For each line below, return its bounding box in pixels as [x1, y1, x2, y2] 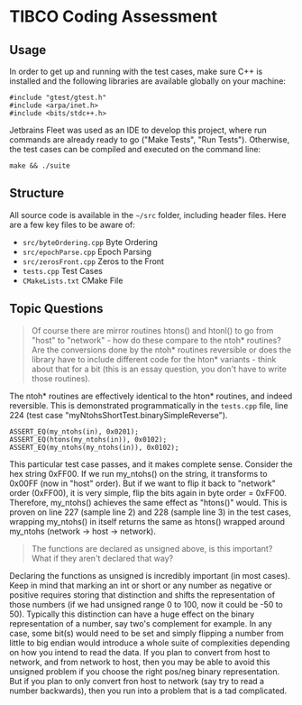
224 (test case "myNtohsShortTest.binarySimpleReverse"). [9, 409, 228, 420]
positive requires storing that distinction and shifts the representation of [9, 589, 276, 600]
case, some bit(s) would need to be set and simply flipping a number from [9, 627, 284, 638]
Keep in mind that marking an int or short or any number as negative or [9, 580, 272, 591]
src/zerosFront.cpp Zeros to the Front [22, 255, 165, 267]
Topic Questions [9, 301, 104, 316]
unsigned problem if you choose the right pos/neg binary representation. [9, 665, 280, 677]
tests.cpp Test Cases [22, 265, 104, 276]
